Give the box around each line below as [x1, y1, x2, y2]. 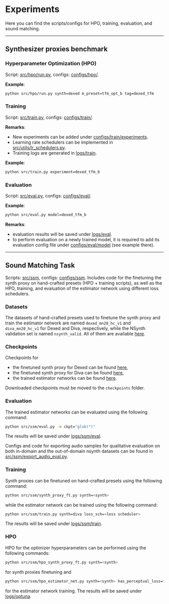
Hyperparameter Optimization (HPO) [5, 60, 97, 67]
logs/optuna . [5, 593, 32, 599]
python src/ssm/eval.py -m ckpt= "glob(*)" [5, 424, 96, 429]
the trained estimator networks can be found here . [12, 375, 117, 381]
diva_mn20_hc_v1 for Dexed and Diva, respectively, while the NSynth [5, 325, 146, 331]
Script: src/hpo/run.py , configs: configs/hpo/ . [5, 72, 99, 78]
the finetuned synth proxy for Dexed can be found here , [12, 364, 128, 371]
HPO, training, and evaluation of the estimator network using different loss [5, 285, 159, 291]
